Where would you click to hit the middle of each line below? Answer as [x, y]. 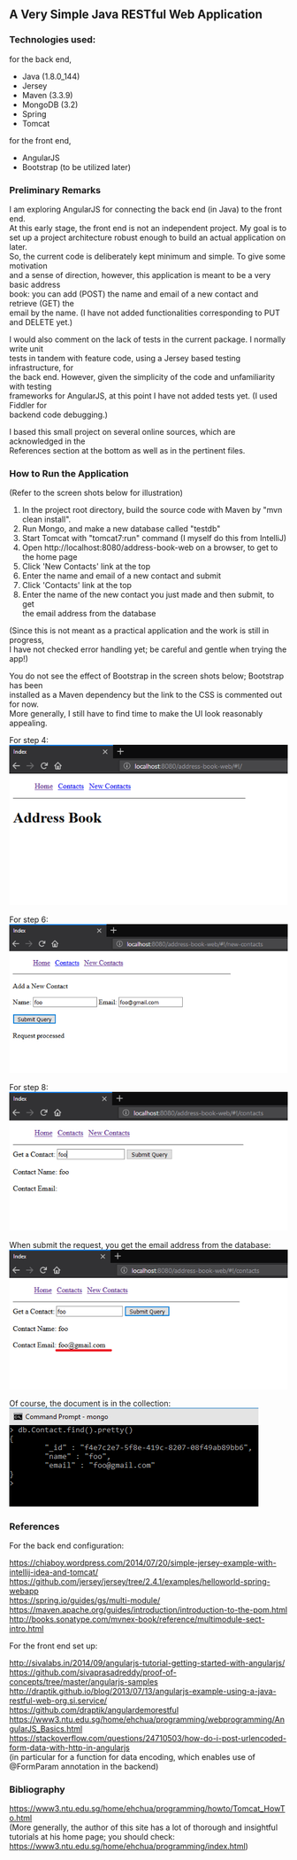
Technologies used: [53, 40]
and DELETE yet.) [41, 322]
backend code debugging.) [59, 415]
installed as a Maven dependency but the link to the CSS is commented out [146, 695]
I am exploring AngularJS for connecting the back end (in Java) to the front [146, 209]
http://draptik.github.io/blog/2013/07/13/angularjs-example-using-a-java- [143, 1691]
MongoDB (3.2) [50, 105]
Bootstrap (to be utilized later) [76, 167]
